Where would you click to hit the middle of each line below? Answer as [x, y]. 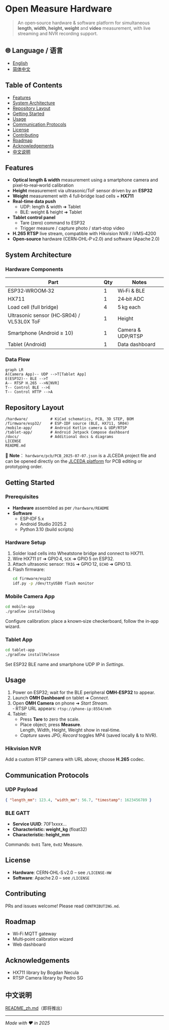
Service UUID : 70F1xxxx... [39, 824]
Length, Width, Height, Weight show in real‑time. [70, 730]
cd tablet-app [20, 650]
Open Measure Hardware [59, 9]
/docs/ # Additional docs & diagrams [59, 437]
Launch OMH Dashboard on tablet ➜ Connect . [61, 697]
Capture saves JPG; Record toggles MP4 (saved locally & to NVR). [89, 735]
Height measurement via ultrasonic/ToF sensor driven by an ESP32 [82, 191]
